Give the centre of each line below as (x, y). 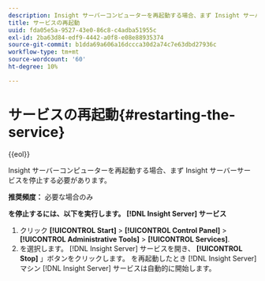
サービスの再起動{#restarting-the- (122, 115)
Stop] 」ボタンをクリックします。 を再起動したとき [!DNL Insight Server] (138, 258)
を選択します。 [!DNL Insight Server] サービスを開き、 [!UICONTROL (131, 248)
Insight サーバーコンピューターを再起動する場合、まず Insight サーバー (123, 170)
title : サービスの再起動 (44, 23)
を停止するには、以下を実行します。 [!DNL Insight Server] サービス (118, 213)
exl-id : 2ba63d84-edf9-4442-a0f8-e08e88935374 (86, 37)
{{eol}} (19, 153)
